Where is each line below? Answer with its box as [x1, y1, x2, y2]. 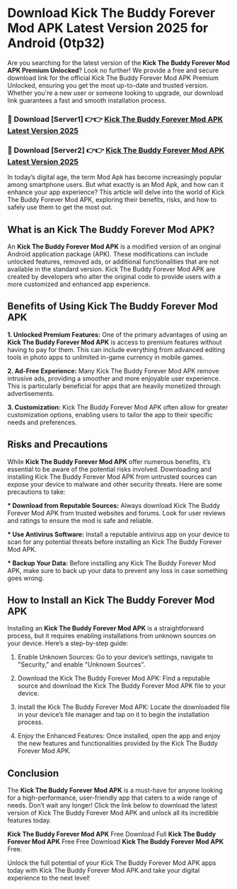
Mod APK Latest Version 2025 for [7, 20, 209, 36]
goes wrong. [7, 574, 45, 582]
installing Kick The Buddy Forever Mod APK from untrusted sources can [7, 472, 217, 481]
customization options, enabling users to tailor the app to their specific [7, 410, 214, 419]
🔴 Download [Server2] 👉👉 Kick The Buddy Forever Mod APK [7, 145, 225, 155]
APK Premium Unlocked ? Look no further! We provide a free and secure [7, 66, 219, 74]
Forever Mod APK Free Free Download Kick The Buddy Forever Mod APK [7, 837, 224, 846]
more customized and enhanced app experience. [7, 280, 151, 288]
